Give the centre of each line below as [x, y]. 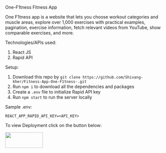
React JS [22, 52]
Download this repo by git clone [46, 77]
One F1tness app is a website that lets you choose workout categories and [82, 17]
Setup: [12, 67]
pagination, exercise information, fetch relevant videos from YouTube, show [83, 27]
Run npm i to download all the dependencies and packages [73, 86]
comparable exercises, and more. [39, 33]
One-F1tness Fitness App [31, 7]
